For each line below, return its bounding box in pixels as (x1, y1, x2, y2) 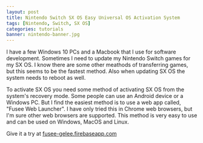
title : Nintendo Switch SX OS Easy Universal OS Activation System (6, 15, 181, 21)
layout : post (6, 9, 39, 15)
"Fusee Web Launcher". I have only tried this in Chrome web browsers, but (6, 105, 193, 113)
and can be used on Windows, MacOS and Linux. (6, 118, 129, 125)
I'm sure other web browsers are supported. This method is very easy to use (6, 112, 198, 119)
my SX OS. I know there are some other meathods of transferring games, (6, 61, 188, 69)
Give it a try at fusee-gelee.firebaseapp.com (6, 130, 117, 138)
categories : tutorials (6, 26, 64, 32)
